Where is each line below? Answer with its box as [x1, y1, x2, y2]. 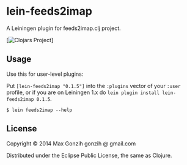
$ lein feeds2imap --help [6, 107, 72, 113]
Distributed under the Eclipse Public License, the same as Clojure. [6, 152, 172, 159]
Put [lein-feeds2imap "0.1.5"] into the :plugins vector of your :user [6, 82, 181, 89]
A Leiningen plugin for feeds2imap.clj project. [6, 24, 121, 32]
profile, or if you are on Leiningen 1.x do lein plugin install [6, 89, 160, 96]
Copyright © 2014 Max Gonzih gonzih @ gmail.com [6, 139, 136, 147]
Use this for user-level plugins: [6, 70, 84, 78]
